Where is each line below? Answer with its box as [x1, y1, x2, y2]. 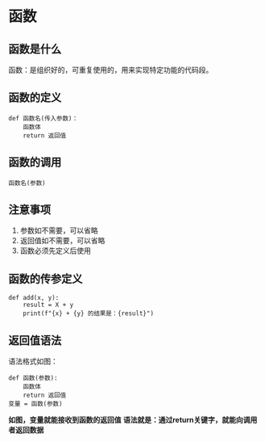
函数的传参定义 [8, 272, 83, 285]
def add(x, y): [8, 294, 60, 302]
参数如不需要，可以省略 [19, 225, 98, 235]
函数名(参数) [8, 179, 46, 187]
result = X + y [23, 301, 74, 309]
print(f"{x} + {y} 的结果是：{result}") [23, 309, 155, 318]
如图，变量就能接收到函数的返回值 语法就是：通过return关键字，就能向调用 [8, 415, 258, 425]
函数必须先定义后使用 [19, 246, 91, 255]
